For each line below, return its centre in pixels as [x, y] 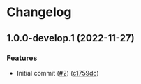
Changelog [39, 12]
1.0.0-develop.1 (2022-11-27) [70, 38]
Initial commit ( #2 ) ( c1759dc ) [58, 73]
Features [22, 58]
